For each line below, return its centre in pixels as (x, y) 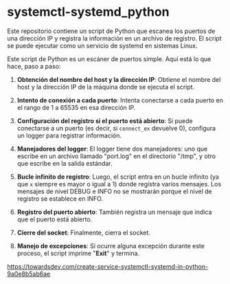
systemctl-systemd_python (88, 12)
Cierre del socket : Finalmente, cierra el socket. (84, 232)
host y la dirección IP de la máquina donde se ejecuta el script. (106, 87)
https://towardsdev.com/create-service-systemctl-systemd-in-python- (107, 266)
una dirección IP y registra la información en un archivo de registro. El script (114, 38)
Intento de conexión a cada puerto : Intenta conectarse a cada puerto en (120, 100)
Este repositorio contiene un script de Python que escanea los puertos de (111, 31)
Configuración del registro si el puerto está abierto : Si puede (105, 120)
